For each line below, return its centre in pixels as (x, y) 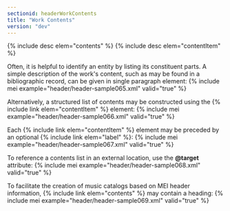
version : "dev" (29, 26)
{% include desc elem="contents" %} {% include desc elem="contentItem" (114, 46)
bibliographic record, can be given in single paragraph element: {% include (114, 81)
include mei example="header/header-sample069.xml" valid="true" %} (108, 201)
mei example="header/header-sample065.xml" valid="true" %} (97, 89)
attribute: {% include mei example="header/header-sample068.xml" (104, 165)
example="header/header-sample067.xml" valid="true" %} (91, 145)
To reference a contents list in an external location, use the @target (103, 158)
